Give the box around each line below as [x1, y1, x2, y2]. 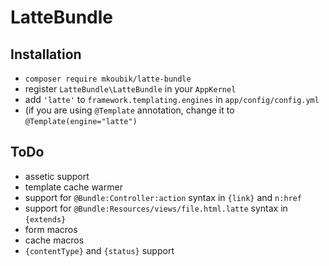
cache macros [24, 234, 85, 246]
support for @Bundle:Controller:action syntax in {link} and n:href [24, 191, 303, 203]
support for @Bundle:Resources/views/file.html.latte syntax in [24, 202, 288, 214]
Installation [10, 46, 82, 63]
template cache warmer [24, 181, 123, 193]
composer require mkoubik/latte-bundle [24, 74, 192, 84]
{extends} [24, 214, 67, 225]
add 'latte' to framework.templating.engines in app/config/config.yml [24, 94, 320, 105]
